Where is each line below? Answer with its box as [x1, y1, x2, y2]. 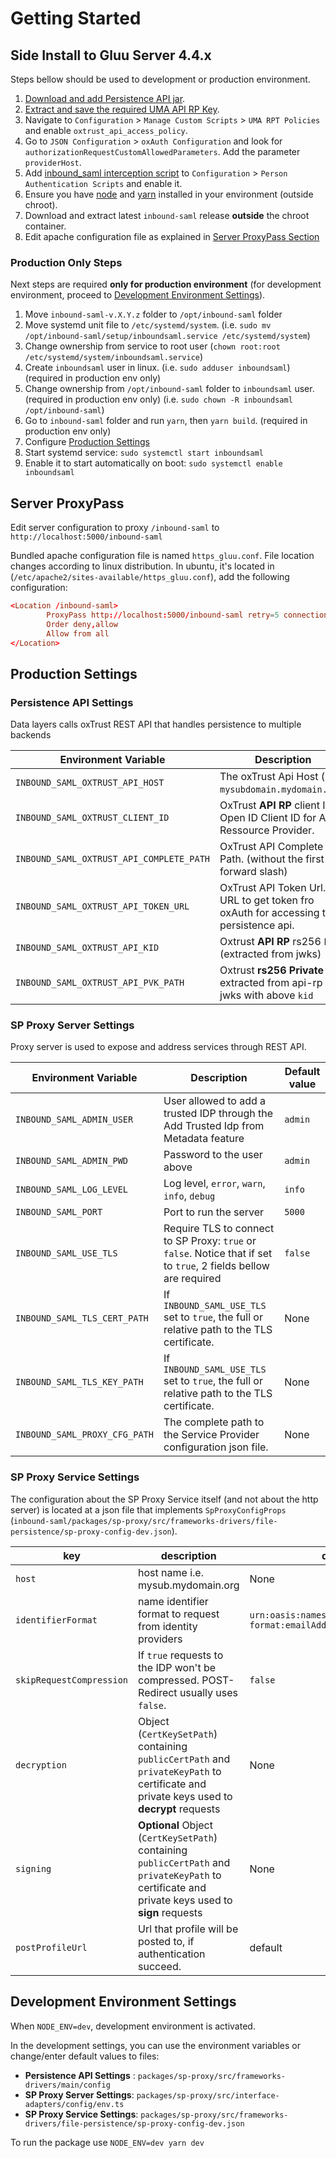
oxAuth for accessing [219, 906, 320, 920]
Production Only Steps [10, 255, 123, 269]
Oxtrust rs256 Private [219, 963, 325, 977]
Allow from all [46, 628, 110, 639]
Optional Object [138, 1818, 213, 1832]
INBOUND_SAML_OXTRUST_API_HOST [15, 777, 165, 789]
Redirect [138, 1685, 178, 1699]
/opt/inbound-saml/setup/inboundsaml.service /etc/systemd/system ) [24, 330, 311, 342]
